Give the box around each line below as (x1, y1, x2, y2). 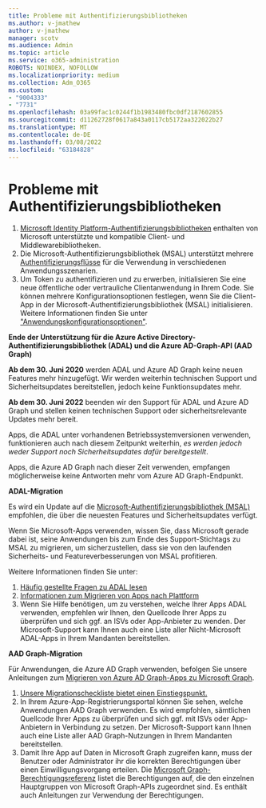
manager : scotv (8, 34, 59, 42)
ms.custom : (8, 86, 45, 94)
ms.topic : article (8, 49, 69, 57)
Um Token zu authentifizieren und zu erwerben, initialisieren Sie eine (19, 274, 246, 284)
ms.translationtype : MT (8, 123, 88, 131)
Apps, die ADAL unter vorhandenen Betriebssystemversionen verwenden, (8, 430, 252, 440)
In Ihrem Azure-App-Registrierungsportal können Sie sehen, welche (19, 697, 244, 706)
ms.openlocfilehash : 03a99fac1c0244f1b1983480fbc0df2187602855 (8, 109, 224, 117)
